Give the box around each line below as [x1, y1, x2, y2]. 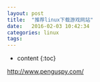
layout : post [7, 10, 44, 17]
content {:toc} [16, 54, 56, 62]
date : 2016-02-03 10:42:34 [7, 23, 90, 29]
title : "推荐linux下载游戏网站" [7, 16, 94, 23]
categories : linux [7, 29, 59, 36]
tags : [7, 36, 22, 42]
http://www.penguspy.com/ [7, 68, 84, 76]
